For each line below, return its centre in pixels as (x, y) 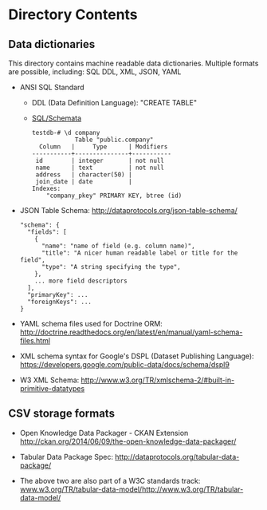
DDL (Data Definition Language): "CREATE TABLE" (114, 103)
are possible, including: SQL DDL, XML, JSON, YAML (95, 72)
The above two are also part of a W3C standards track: (110, 480)
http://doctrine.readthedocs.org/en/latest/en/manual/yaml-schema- (131, 332)
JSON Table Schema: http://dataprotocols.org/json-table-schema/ (128, 210)
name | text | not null (100, 168)
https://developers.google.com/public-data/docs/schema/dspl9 (124, 364)
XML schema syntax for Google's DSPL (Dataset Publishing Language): (137, 356)
